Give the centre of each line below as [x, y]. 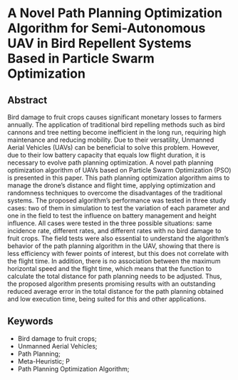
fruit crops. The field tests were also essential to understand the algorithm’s [118, 238]
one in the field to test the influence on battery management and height [112, 216]
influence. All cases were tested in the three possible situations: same [110, 223]
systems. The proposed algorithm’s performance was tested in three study [117, 200]
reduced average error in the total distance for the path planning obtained [115, 291]
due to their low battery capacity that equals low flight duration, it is [107, 155]
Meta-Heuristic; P [43, 361]
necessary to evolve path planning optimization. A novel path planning [110, 163]
